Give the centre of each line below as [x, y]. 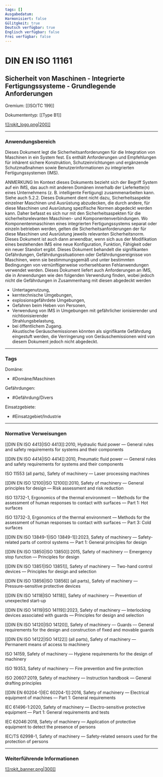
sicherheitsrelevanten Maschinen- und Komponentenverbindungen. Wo [76, 218]
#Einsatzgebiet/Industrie [37, 416]
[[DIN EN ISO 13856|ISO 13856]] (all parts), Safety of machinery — [72, 581]
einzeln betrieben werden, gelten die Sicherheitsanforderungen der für [76, 229]
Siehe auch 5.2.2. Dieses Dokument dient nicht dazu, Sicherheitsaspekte [78, 198]
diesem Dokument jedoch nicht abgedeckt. [55, 342]
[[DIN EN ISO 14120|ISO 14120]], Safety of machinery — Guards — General [80, 624]
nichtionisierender [30, 316]
